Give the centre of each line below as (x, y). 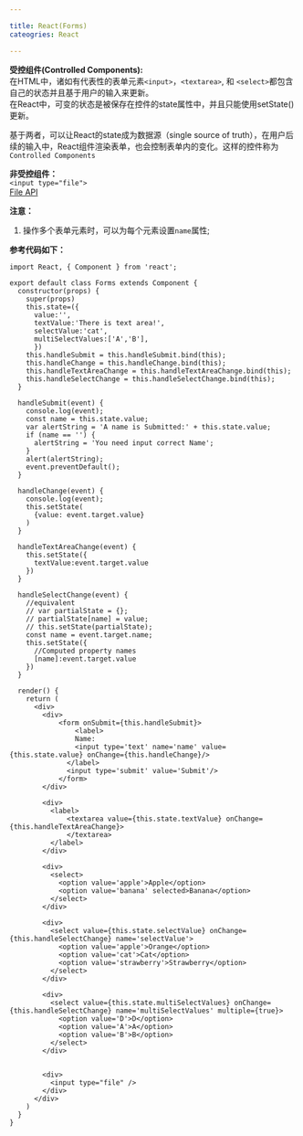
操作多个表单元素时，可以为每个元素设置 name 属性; (116, 230)
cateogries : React (44, 34)
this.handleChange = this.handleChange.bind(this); (126, 363)
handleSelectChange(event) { (73, 595)
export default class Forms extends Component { (104, 283)
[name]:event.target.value (85, 659)
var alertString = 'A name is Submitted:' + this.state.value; (149, 427)
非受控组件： (33, 174)
